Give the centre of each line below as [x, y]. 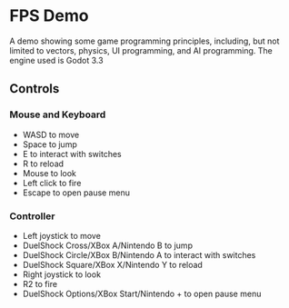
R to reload [43, 164]
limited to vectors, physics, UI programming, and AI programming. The [141, 50]
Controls [35, 89]
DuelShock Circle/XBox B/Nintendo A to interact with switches [139, 254]
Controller [32, 216]
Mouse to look [50, 173]
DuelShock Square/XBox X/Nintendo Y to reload [112, 264]
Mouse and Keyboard [58, 114]
